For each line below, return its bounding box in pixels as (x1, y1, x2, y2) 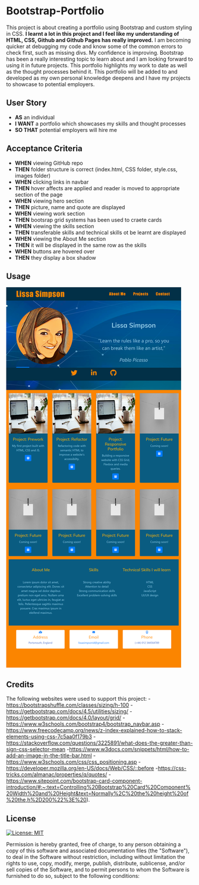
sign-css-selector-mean (6, 746, 66, 753)
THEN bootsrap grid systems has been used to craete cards (14, 216, 162, 223)
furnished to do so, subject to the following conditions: (6, 873, 140, 879)
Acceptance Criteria (6, 144, 83, 154)
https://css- (157, 765, 187, 772)
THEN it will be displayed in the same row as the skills (14, 241, 147, 248)
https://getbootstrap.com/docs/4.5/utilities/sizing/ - (6, 708, 132, 715)
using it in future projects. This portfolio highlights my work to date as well (6, 61, 187, 69)
